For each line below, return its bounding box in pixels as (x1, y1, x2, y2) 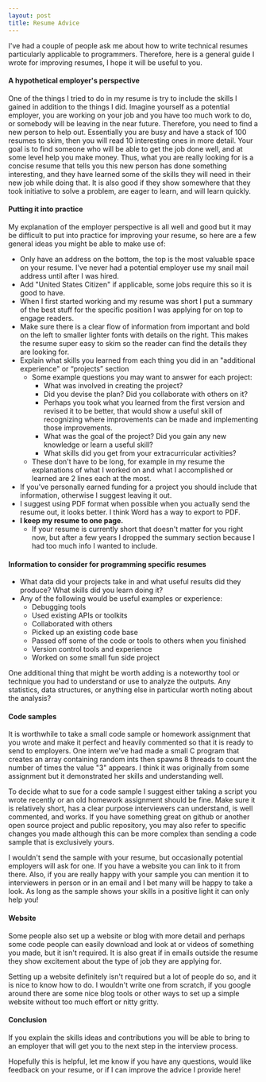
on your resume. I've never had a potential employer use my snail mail (19, 263, 249, 272)
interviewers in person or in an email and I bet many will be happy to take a (8, 878, 253, 888)
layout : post (8, 11, 52, 20)
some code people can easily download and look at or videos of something (8, 939, 254, 949)
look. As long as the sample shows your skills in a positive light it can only (8, 887, 249, 896)
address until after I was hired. (19, 271, 119, 280)
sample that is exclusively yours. (8, 837, 115, 847)
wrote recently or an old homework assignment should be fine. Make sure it (8, 795, 256, 805)
